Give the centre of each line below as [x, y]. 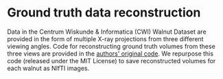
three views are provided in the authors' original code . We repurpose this [110, 54]
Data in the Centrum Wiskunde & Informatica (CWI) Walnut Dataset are [107, 32]
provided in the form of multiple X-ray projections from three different [105, 38]
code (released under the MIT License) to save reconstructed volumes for [111, 60]
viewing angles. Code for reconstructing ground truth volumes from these [111, 46]
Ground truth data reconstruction [104, 13]
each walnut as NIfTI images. [48, 68]
